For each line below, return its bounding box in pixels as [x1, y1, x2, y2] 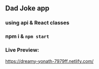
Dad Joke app [5, 4, 50, 13]
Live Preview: [5, 47, 40, 54]
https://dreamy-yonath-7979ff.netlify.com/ [5, 58, 94, 64]
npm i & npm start [5, 33, 49, 40]
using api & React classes [5, 19, 70, 26]
